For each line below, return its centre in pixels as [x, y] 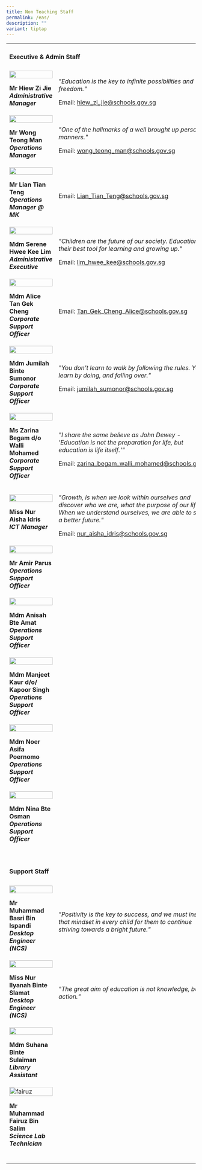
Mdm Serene [28, 244]
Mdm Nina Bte [30, 809]
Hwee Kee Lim [30, 251]
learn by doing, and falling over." [105, 375]
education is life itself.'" [91, 450]
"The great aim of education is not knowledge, [124, 988]
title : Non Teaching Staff [40, 12]
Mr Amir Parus [31, 563]
